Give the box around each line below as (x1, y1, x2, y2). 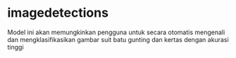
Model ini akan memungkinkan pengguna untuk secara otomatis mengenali (7, 28, 225, 36)
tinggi (7, 43, 24, 51)
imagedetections (7, 5, 109, 21)
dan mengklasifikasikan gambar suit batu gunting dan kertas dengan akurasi (7, 35, 229, 43)
